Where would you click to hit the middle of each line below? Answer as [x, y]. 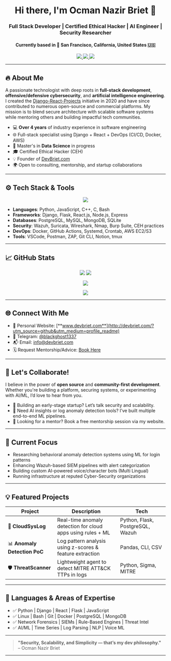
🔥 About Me [24, 78]
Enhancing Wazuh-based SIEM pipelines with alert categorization [81, 465]
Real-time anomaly [80, 520]
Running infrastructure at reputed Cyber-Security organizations [79, 476]
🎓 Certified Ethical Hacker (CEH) [48, 152]
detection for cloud [80, 526]
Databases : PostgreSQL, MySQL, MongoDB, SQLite [67, 220]
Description [86, 511]
